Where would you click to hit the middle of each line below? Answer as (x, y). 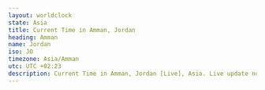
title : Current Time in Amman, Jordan (72, 30)
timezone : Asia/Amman (44, 59)
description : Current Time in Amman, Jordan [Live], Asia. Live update (128, 74)
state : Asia (28, 23)
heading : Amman (33, 37)
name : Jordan (30, 45)
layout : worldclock (40, 15)
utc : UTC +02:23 (35, 67)
